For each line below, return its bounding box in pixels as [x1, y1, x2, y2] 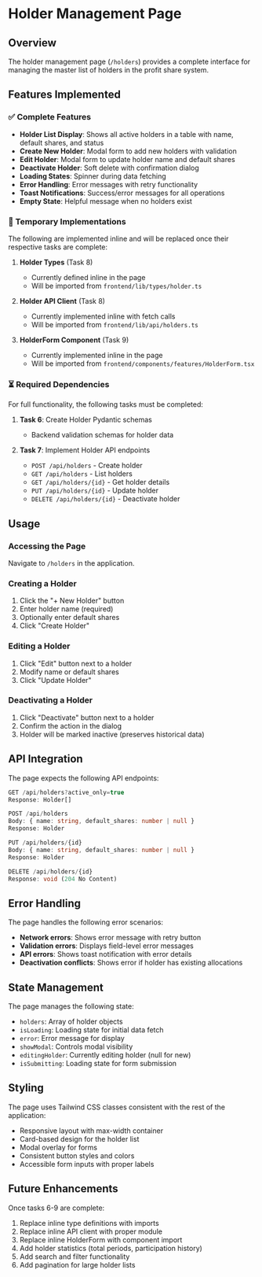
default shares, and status [19, 138, 104, 147]
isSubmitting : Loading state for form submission [19, 1059, 177, 1068]
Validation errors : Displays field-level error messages [19, 941, 194, 950]
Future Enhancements [8, 1182, 119, 1196]
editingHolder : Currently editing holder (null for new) [19, 1050, 191, 1060]
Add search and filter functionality [19, 1252, 130, 1261]
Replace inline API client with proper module [19, 1227, 163, 1236]
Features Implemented [8, 88, 122, 101]
